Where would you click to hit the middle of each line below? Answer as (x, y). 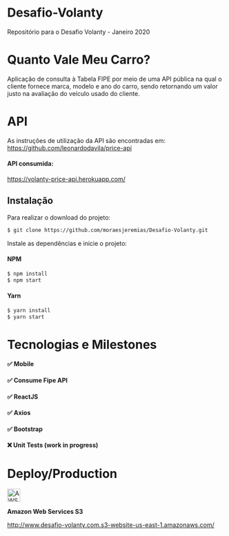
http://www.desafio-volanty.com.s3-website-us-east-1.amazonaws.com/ (111, 525)
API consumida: (30, 164)
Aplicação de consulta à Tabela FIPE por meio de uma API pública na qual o (114, 79)
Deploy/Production (62, 473)
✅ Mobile (21, 364)
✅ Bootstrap (25, 429)
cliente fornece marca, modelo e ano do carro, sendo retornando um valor (113, 86)
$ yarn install (29, 310)
